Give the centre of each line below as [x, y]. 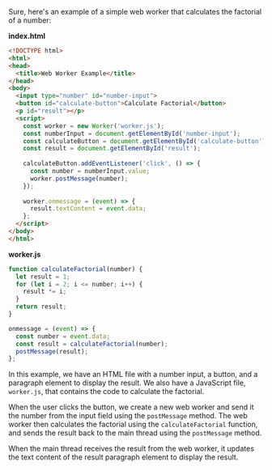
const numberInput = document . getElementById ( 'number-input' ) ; [132, 133]
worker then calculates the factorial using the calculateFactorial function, [133, 425]
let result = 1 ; [43, 277]
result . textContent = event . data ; [88, 209]
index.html [27, 36]
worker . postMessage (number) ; [79, 178]
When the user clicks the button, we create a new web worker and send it [131, 407]
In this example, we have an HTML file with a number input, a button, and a [133, 375]
